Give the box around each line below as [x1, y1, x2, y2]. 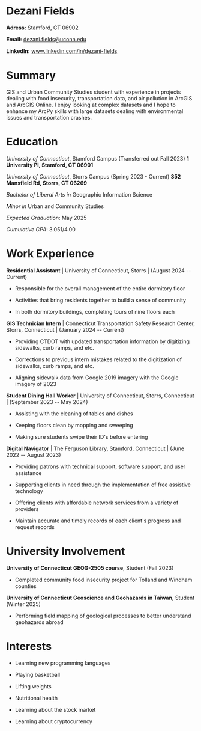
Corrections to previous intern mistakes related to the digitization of [14, 356, 182, 363]
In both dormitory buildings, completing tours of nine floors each [14, 308, 175, 315]
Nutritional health [14, 694, 58, 702]
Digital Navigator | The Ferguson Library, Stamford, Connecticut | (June [6, 445, 185, 452]
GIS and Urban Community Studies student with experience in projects [6, 88, 181, 96]
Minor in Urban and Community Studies [6, 203, 104, 210]
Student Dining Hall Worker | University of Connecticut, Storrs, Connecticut [6, 392, 195, 399]
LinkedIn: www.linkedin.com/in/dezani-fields [6, 47, 118, 55]
